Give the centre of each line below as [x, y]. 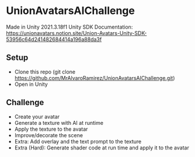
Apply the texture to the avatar [51, 129]
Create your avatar [37, 116]
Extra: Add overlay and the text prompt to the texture [78, 141]
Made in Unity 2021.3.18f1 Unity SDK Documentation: [69, 27]
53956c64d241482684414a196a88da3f [54, 39]
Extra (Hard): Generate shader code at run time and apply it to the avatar [102, 148]
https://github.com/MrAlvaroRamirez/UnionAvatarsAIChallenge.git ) [95, 78]
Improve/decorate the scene [49, 135]
